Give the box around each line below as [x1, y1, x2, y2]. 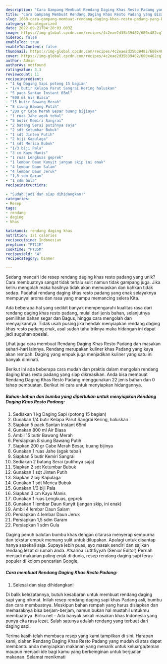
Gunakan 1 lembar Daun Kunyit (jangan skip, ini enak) [12, 501, 122, 507]
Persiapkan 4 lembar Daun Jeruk [12, 512, 80, 517]
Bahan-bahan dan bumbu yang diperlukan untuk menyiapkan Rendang [5, 393, 157, 399]
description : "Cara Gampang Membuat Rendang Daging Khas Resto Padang [5, 7, 155, 12]
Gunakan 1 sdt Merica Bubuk [12, 480, 72, 486]
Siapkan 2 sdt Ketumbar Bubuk [12, 464, 76, 470]
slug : [5, 16, 17, 21]
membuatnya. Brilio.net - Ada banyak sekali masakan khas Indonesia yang [5, 613, 158, 619]
